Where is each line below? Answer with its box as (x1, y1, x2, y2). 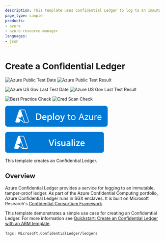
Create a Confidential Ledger (5, 61, 126, 72)
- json (5, 39, 19, 44)
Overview (5, 172, 36, 180)
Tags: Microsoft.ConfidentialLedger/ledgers (5, 231, 98, 236)
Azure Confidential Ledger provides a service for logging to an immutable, (5, 185, 155, 191)
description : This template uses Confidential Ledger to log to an (5, 8, 146, 13)
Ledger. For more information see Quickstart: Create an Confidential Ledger (5, 215, 158, 221)
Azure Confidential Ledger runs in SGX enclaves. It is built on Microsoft (5, 195, 149, 201)
